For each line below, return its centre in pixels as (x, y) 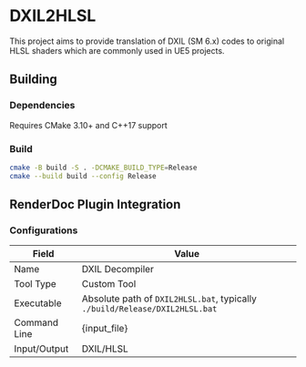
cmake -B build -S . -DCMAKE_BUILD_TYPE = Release (103, 168)
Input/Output (41, 349)
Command (36, 322)
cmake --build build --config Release (83, 176)
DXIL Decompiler (118, 270)
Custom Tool (109, 284)
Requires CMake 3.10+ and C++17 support (89, 125)
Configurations (44, 230)
